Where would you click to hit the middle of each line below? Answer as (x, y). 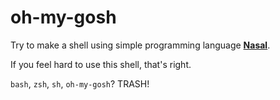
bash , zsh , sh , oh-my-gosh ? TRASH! (80, 83)
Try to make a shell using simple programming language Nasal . (140, 45)
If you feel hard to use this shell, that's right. (101, 64)
